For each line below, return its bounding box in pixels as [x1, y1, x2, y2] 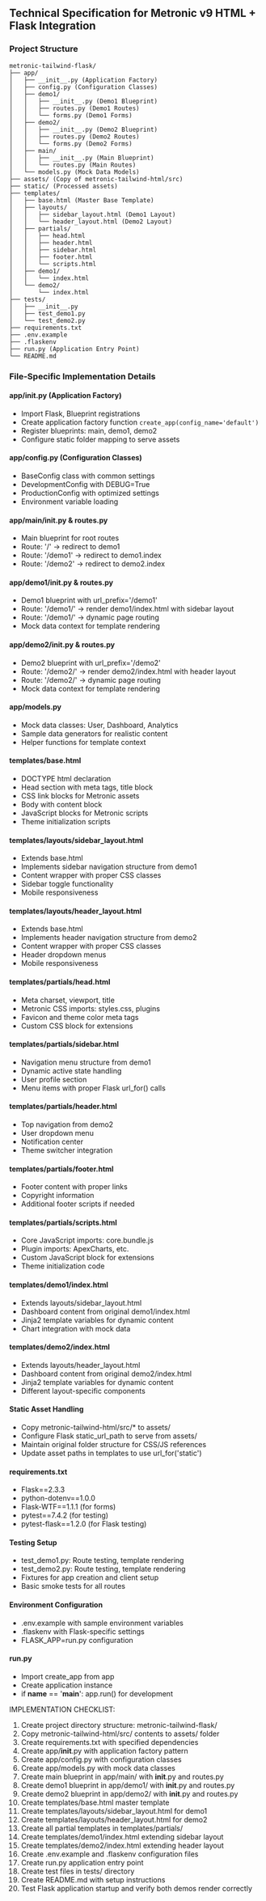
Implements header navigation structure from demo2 [20, 933, 197, 942]
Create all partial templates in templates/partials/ [20, 1823, 184, 1833]
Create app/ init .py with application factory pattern [20, 1746, 188, 1755]
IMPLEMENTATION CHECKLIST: [9, 1704, 116, 1714]
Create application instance [20, 1680, 113, 1690]
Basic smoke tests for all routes [20, 1581, 126, 1591]
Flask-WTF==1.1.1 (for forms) [20, 1502, 116, 1512]
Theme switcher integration [20, 1145, 113, 1155]
